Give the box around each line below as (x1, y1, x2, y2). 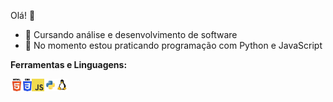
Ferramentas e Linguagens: (10, 59, 128, 70)
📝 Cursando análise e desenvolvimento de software (24, 29, 238, 40)
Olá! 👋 (10, 10, 36, 21)
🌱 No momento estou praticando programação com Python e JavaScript (24, 40, 323, 51)
